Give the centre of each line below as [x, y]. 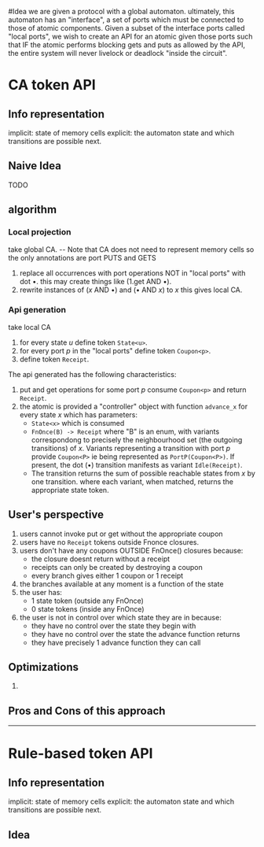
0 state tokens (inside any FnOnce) [88, 608]
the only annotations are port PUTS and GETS [82, 257]
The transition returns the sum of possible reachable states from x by [143, 473]
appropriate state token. [70, 490]
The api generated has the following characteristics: [92, 374]
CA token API [52, 85]
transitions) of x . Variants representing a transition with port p [130, 448]
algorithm [33, 210]
